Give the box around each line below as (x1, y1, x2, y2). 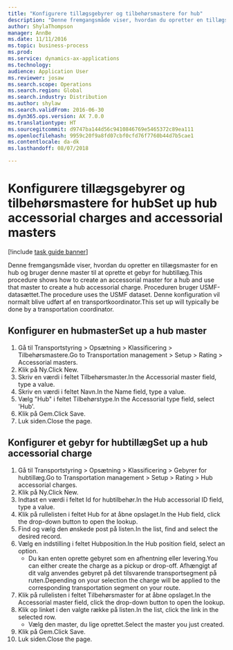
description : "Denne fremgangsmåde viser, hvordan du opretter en (8, 17, 203, 23)
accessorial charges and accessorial (8, 210, 223, 226)
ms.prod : (8, 49, 33, 56)
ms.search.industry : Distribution (8, 94, 108, 101)
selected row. (17, 613, 57, 621)
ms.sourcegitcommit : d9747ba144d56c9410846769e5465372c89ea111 (8, 126, 194, 133)
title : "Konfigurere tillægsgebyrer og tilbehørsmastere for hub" (8, 10, 203, 17)
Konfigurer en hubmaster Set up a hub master (8, 325, 207, 337)
